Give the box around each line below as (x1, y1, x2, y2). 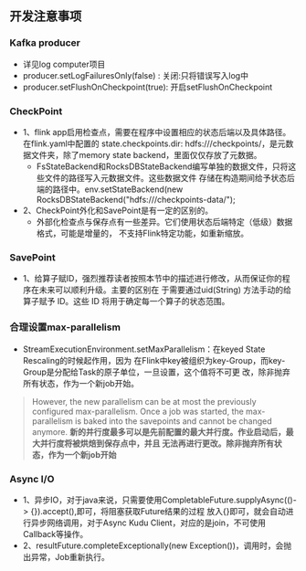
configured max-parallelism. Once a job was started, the (31, 406, 244, 417)
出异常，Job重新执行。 (22, 551, 110, 562)
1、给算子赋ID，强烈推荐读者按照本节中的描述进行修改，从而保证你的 (22, 273, 283, 284)
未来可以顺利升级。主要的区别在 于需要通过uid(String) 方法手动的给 (38, 284, 292, 295)
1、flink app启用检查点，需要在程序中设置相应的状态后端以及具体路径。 (22, 126, 291, 137)
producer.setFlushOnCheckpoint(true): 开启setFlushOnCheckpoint (22, 81, 273, 92)
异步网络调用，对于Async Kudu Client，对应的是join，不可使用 (30, 517, 267, 528)
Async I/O (9, 472, 55, 485)
